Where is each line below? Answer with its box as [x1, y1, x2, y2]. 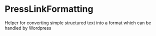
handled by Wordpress [4, 25, 51, 31]
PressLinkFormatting [4, 3, 93, 15]
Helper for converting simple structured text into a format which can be [4, 20, 151, 26]
